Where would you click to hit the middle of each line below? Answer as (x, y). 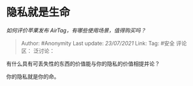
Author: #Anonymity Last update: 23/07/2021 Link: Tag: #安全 (98, 43)
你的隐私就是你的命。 (33, 76)
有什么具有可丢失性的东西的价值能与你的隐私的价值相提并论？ (83, 64)
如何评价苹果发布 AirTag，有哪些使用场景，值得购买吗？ (76, 30)
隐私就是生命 (38, 12)
